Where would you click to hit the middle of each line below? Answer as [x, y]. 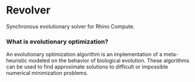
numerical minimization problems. [47, 73]
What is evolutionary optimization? [57, 42]
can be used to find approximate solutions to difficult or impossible [87, 67]
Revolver [28, 10]
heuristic [17, 61]
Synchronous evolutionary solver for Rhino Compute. [70, 26]
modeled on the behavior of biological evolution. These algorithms [109, 61]
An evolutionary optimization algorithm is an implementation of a [84, 54]
